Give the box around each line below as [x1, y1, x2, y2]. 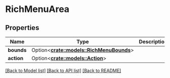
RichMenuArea [5, 3, 70, 15]
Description [139, 38, 168, 45]
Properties [5, 23, 39, 32]
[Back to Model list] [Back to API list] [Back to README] [5, 67, 121, 73]
